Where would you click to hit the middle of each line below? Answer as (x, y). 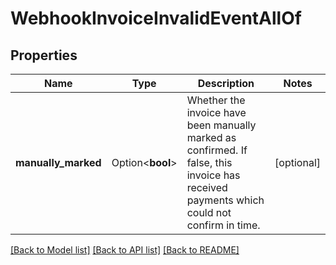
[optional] (297, 162)
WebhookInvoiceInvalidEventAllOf (156, 18)
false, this (209, 162)
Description (226, 83)
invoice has (213, 175)
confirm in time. (223, 225)
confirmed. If (217, 150)
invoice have (216, 112)
